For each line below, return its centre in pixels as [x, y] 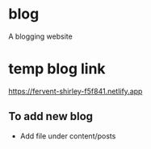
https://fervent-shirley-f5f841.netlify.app [75, 91]
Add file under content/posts [68, 136]
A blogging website [40, 36]
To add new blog [51, 116]
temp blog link [57, 69]
